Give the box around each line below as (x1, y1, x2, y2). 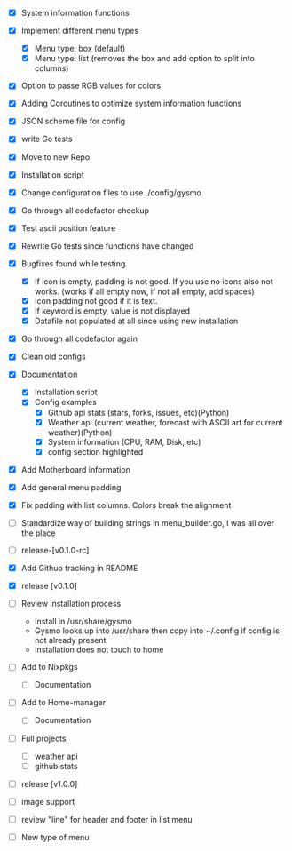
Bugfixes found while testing (20, 258, 126, 269)
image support (20, 796, 75, 807)
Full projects (20, 733, 67, 744)
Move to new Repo (20, 151, 91, 163)
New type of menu (20, 831, 90, 842)
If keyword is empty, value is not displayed (34, 306, 191, 316)
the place (20, 528, 56, 538)
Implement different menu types (20, 26, 139, 36)
